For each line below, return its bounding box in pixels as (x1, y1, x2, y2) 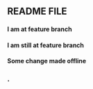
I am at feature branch (7, 24, 72, 33)
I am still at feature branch (7, 41, 85, 49)
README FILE (7, 6, 67, 17)
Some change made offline (7, 57, 87, 65)
